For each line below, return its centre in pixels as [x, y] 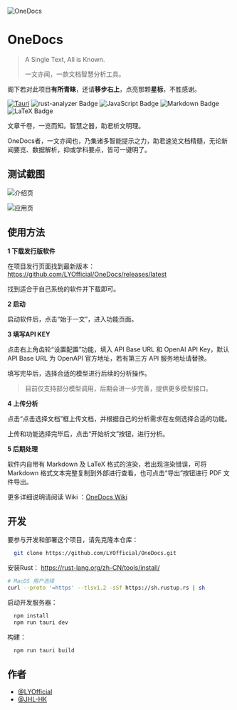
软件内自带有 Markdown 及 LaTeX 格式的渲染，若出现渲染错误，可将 [107, 464]
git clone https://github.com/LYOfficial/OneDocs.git [95, 553]
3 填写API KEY [29, 334]
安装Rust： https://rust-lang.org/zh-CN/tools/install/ [84, 568]
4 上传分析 [23, 403]
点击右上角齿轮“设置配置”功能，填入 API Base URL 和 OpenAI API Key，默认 [118, 349]
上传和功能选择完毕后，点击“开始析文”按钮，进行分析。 [88, 433]
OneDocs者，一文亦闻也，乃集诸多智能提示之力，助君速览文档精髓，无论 [115, 141]
